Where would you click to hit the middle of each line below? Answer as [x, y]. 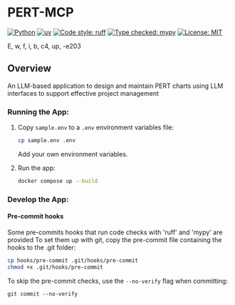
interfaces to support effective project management [83, 93]
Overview [30, 69]
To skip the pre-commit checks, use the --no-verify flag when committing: [117, 281]
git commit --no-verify [43, 294]
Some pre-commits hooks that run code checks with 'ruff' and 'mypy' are [115, 232]
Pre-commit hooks [36, 216]
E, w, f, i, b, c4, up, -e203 [45, 46]
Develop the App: [38, 199]
